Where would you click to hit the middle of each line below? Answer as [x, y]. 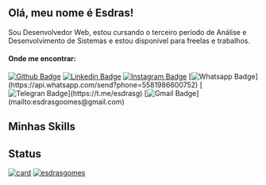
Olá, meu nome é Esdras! [71, 13]
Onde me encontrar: [42, 59]
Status [25, 154]
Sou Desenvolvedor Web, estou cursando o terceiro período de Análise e [127, 32]
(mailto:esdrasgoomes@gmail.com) [66, 102]
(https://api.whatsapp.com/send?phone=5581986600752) [103, 85]
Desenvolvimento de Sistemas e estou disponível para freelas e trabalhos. [129, 40]
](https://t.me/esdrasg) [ [107, 94]
